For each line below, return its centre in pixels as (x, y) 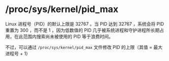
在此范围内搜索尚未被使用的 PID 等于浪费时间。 (64, 36)
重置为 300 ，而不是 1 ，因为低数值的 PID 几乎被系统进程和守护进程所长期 (82, 30)
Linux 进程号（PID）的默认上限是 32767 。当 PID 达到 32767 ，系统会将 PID (85, 24)
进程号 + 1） (18, 53)
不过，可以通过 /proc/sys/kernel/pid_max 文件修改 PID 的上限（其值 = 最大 (84, 47)
